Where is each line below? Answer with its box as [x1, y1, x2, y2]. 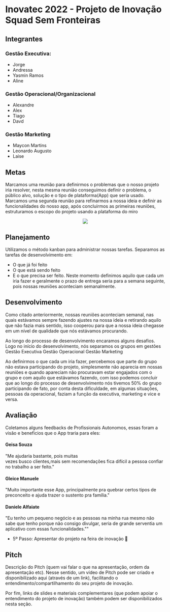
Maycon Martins [12, 143, 47, 149]
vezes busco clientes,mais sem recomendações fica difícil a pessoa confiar [5, 458, 163, 464]
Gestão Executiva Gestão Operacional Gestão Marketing [5, 348, 123, 354]
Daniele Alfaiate [5, 504, 40, 510]
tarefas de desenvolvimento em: [5, 252, 73, 258]
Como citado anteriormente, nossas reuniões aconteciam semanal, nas [5, 312, 154, 318]
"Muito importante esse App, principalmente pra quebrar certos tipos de [5, 487, 156, 493]
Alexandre [12, 102, 35, 108]
